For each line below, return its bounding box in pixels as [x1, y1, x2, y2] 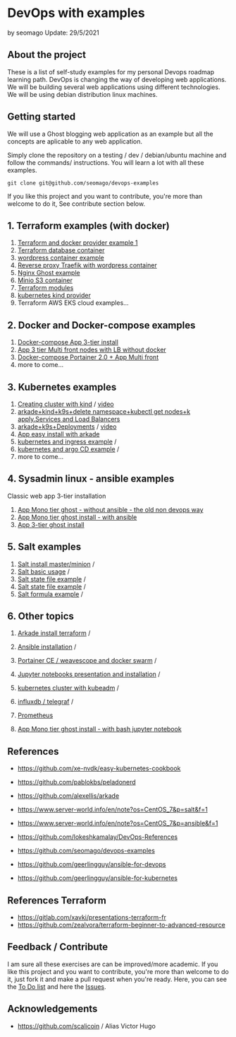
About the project [7, 49, 87, 61]
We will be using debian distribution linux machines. [7, 90, 158, 98]
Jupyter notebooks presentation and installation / [17, 670, 161, 678]
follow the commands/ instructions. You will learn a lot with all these [7, 158, 204, 167]
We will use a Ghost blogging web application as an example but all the [7, 129, 213, 138]
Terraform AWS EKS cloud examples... [17, 299, 129, 307]
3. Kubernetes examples [7, 381, 117, 393]
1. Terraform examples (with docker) [7, 219, 170, 231]
